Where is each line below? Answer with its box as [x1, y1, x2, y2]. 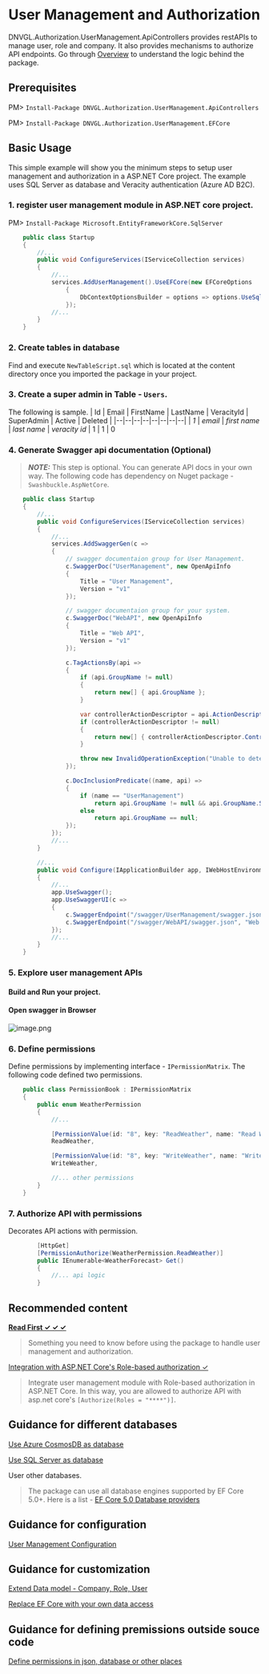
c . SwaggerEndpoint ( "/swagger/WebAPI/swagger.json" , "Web [65, 918, 260, 926]
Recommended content [8, 1301, 128, 1315]
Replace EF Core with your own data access [8, 1599, 154, 1609]
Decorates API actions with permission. [8, 1226, 139, 1235]
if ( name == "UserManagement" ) [79, 791, 184, 800]
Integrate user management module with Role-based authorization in [27, 1378, 255, 1387]
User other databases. [8, 1470, 82, 1480]
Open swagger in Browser [8, 1006, 97, 1015]
